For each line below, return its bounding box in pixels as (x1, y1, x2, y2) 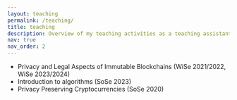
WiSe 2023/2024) (17, 70, 71, 78)
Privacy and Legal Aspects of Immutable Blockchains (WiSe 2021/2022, (17, 63, 226, 70)
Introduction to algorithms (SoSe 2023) (17, 77, 132, 85)
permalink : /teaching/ (7, 17, 74, 24)
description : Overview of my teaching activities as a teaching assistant (7, 30, 232, 37)
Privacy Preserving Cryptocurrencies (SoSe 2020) (17, 85, 164, 93)
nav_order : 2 (7, 43, 46, 50)
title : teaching (7, 23, 55, 30)
